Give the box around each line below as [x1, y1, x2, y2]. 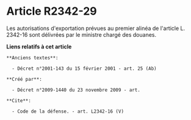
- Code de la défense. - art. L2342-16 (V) [12, 108, 124, 114]
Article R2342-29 [6, 4, 98, 18]
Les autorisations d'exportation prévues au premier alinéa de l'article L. [6, 24, 186, 32]
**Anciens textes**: [6, 54, 59, 61]
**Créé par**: [6, 76, 43, 82]
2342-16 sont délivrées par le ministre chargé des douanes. [6, 31, 157, 38]
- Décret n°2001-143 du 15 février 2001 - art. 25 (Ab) [12, 66, 157, 72]
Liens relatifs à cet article [6, 43, 72, 50]
